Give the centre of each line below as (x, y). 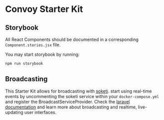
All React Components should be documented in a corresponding (72, 39)
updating (14, 112)
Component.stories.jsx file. (33, 45)
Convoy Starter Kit (44, 9)
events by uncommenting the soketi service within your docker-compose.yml (82, 96)
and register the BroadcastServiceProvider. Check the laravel (68, 102)
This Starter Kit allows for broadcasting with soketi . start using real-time (79, 91)
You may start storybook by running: (42, 54)
